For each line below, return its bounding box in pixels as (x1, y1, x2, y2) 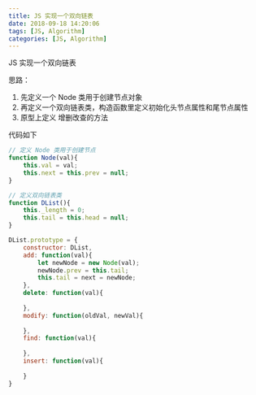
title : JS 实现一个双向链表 (8, 11, 93, 20)
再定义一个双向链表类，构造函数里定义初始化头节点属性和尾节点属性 (20, 102, 249, 112)
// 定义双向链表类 (8, 191, 63, 199)
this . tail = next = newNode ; (37, 274, 137, 282)
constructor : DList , (23, 243, 93, 252)
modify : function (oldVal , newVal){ (23, 311, 144, 319)
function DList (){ (8, 198, 71, 207)
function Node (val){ (8, 154, 79, 163)
